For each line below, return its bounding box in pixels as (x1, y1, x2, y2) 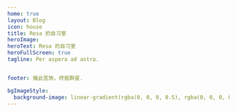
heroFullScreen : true (7, 50, 71, 57)
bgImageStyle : (7, 87, 49, 94)
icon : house (7, 23, 42, 30)
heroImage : (7, 36, 39, 43)
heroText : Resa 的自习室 (7, 43, 76, 50)
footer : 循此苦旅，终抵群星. (7, 74, 83, 81)
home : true (7, 10, 39, 17)
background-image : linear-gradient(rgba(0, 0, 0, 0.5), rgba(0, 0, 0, (13, 94, 226, 101)
